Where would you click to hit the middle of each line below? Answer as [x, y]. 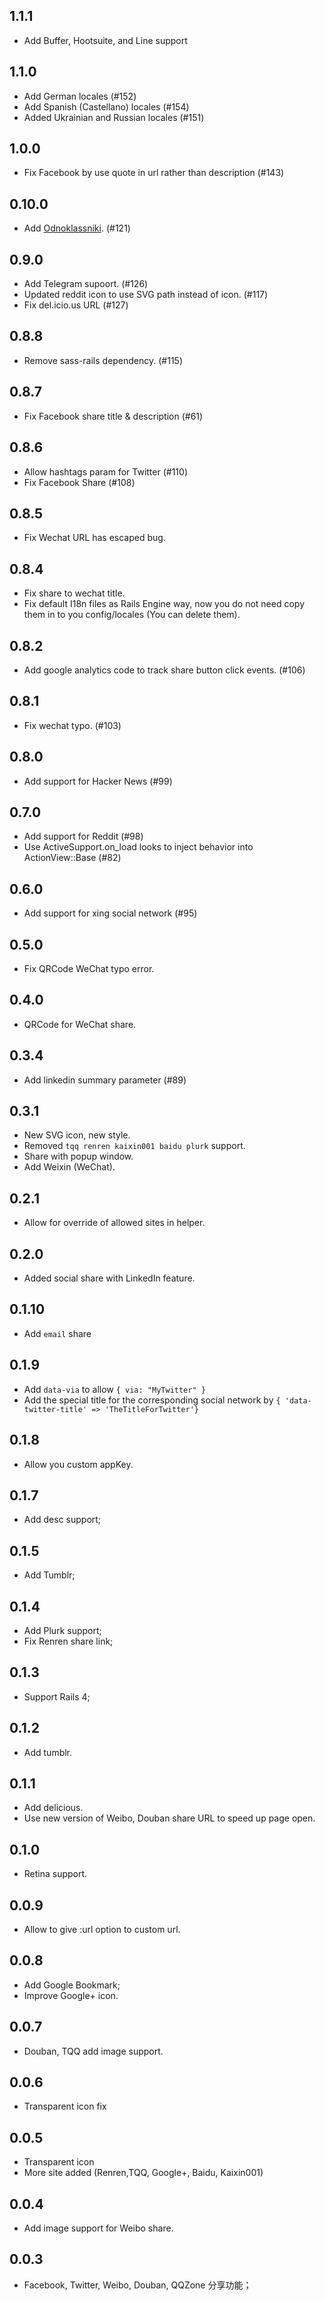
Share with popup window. [78, 1156]
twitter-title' [55, 1409]
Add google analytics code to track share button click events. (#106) [164, 670]
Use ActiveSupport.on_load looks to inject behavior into [138, 847]
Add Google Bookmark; [72, 1985]
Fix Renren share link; [68, 1641]
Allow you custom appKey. [78, 1464]
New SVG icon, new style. [77, 1135]
